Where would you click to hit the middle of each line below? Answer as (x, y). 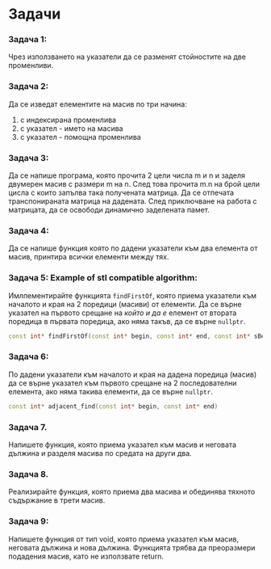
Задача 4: (29, 231)
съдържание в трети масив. (57, 500)
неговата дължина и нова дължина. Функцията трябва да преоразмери (132, 547)
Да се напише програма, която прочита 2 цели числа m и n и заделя (127, 175)
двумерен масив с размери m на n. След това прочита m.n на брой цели (134, 184)
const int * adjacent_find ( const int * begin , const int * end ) (113, 406)
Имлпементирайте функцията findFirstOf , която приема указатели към (132, 295)
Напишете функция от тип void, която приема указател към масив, (124, 539)
